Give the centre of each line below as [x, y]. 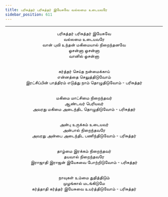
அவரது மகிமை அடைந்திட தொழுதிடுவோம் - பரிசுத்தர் [84, 109]
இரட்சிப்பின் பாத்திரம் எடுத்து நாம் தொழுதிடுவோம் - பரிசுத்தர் [84, 82]
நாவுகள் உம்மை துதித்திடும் [84, 177]
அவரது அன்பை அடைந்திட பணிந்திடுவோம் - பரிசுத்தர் [84, 135]
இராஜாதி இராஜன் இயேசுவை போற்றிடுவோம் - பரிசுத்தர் [84, 162]
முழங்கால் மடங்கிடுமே [84, 183]
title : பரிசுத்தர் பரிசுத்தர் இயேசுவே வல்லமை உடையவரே [56, 10]
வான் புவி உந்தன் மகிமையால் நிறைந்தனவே [84, 44]
